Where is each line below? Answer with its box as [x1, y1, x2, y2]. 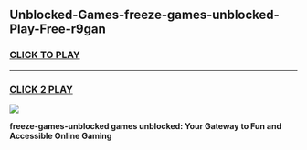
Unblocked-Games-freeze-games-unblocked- [9, 7, 281, 23]
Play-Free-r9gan [9, 22, 107, 37]
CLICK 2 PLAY [9, 83, 73, 95]
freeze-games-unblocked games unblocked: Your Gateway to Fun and [9, 120, 282, 131]
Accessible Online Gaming [9, 130, 112, 141]
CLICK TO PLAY [9, 49, 80, 62]
